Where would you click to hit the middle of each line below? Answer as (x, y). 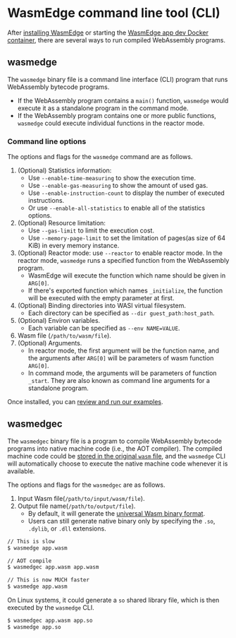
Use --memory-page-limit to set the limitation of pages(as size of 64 (126, 238)
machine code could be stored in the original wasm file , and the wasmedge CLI (117, 456)
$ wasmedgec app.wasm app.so (50, 621)
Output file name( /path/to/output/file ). (76, 506)
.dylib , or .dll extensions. (67, 528)
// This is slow (31, 541)
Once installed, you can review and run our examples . (85, 402)
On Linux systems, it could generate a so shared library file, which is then (113, 600)
